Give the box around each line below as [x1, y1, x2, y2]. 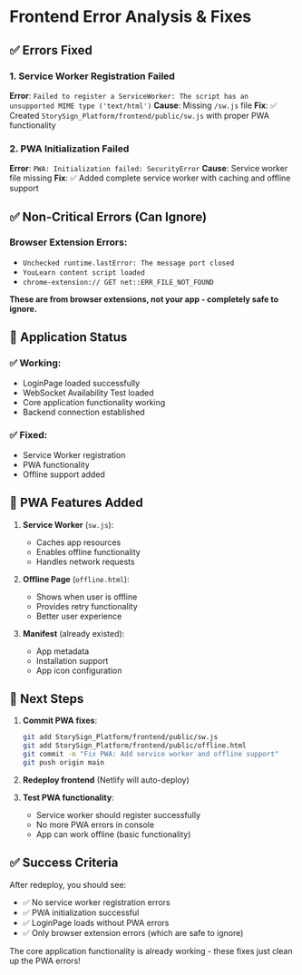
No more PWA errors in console [35, 819, 155, 830]
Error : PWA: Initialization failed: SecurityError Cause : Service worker [9, 163, 288, 174]
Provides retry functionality [35, 600, 138, 611]
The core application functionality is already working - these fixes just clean [9, 945, 293, 956]
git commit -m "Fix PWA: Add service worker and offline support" [22, 750, 279, 759]
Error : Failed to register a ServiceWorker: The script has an [9, 90, 249, 101]
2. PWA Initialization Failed [9, 142, 130, 155]
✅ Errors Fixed [9, 43, 93, 58]
